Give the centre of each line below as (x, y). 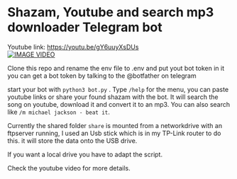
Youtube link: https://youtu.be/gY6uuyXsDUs (73, 47)
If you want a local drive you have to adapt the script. (85, 154)
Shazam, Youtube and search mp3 (111, 12)
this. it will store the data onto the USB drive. (72, 140)
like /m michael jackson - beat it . (59, 112)
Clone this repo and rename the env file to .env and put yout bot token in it (116, 68)
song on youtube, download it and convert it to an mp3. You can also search (119, 104)
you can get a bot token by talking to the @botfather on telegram (102, 76)
